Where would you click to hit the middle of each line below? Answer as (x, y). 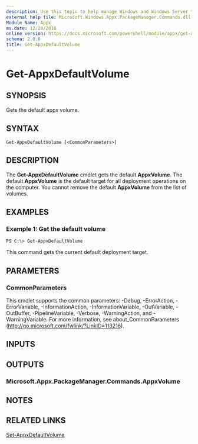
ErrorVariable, (23, 307)
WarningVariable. (27, 319)
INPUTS (21, 344)
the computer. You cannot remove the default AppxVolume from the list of (96, 187)
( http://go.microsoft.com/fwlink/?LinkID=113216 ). (65, 326)
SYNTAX (23, 129)
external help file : (32, 17)
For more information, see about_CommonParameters (114, 319)
